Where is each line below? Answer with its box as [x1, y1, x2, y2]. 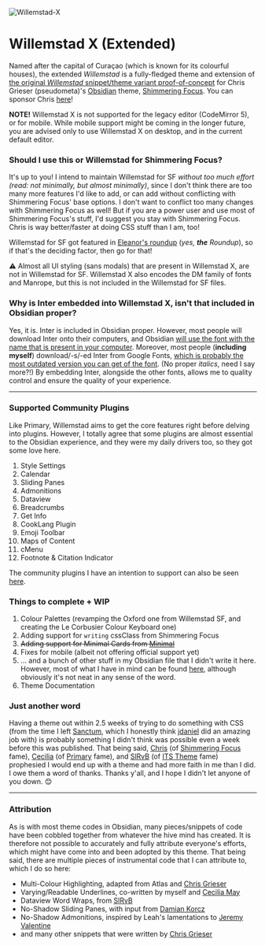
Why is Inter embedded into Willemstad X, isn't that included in [9, 297, 255, 309]
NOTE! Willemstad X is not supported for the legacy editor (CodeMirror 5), [9, 109, 250, 119]
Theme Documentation [20, 681, 95, 690]
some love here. [9, 445, 61, 455]
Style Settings [20, 460, 66, 470]
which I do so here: [9, 863, 72, 873]
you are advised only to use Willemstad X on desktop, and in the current [9, 126, 243, 135]
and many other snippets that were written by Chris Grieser [20, 929, 213, 938]
